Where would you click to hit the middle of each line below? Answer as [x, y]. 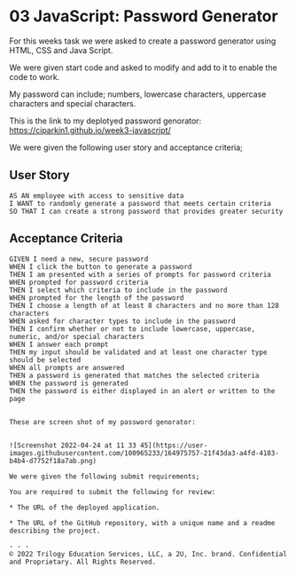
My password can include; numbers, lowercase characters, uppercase [138, 94]
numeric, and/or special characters [77, 336]
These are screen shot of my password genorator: [103, 422]
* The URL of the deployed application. [85, 508]
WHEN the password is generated [69, 383]
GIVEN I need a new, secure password [79, 259]
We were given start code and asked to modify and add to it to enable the [143, 67]
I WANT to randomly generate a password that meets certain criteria [140, 203]
